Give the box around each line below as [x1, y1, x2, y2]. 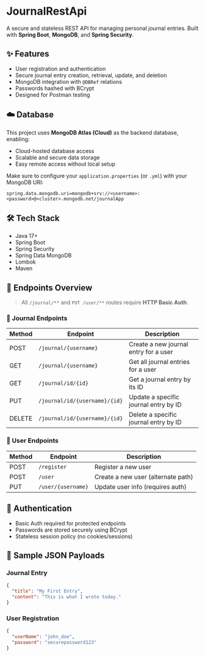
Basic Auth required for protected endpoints [15, 519, 126, 527]
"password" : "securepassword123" [12, 639, 97, 645]
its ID [129, 383, 143, 392]
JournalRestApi [6, 4, 87, 18]
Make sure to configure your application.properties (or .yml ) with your [6, 172, 187, 179]
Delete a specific [129, 410, 177, 419]
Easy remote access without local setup [15, 160, 116, 168]
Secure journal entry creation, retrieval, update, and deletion [15, 72, 167, 79]
